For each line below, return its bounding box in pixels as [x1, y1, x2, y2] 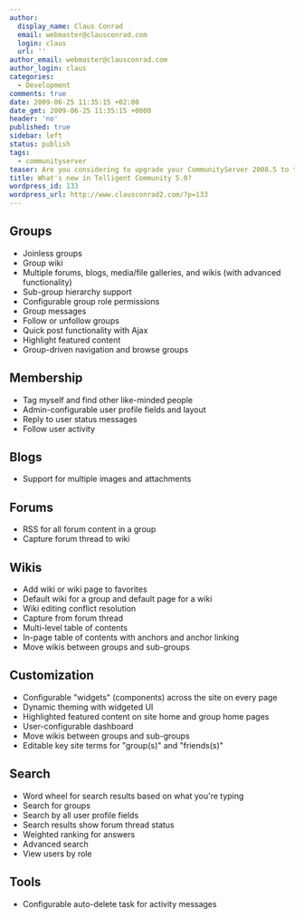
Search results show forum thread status [22, 819, 175, 830]
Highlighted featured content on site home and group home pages [22, 710, 270, 721]
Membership [9, 371, 83, 386]
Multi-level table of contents [22, 623, 128, 633]
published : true [9, 123, 71, 132]
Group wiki [22, 257, 63, 268]
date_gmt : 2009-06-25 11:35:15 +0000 [9, 106, 152, 115]
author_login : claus [9, 64, 88, 73]
